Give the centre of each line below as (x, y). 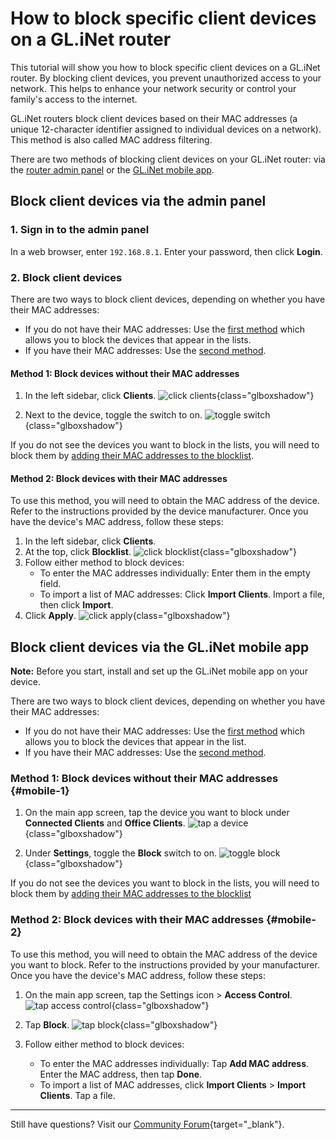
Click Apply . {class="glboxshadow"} (127, 616)
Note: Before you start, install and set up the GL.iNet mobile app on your (159, 671)
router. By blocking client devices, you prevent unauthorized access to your (166, 78)
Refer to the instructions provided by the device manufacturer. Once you (159, 511)
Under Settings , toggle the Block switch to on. (121, 853)
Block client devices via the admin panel (138, 201)
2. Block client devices (66, 277)
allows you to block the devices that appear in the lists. (138, 339)
